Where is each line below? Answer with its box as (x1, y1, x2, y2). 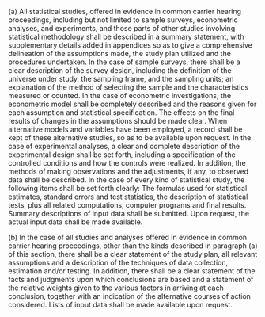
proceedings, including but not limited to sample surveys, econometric (8, 15, 238, 25)
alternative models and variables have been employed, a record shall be (8, 124, 243, 134)
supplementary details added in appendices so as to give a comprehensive (8, 40, 253, 50)
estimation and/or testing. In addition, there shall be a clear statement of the (8, 266, 256, 276)
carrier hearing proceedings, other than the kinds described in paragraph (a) (8, 241, 258, 250)
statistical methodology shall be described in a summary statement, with (8, 32, 244, 41)
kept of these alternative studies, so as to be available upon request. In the (8, 133, 252, 142)
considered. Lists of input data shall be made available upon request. (8, 300, 233, 309)
